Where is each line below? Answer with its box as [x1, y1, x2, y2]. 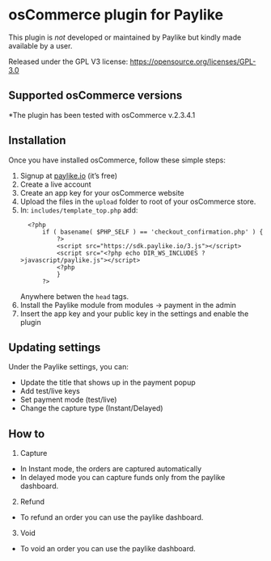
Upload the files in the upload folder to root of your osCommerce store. [19, 196, 256, 206]
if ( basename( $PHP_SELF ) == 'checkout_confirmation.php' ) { [41, 228, 264, 236]
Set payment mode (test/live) [19, 394, 117, 405]
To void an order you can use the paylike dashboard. [19, 544, 196, 554]
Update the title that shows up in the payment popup [19, 378, 196, 387]
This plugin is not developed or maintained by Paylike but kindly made [8, 32, 242, 42]
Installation [8, 133, 66, 147]
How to [8, 427, 45, 441]
